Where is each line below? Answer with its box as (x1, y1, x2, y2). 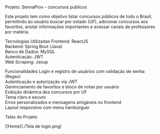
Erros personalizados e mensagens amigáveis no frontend (5, 100, 121, 105)
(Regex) (5, 74, 21, 79)
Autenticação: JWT (5, 54, 44, 60)
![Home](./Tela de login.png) (5, 123, 62, 129)
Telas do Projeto (5, 114, 38, 119)
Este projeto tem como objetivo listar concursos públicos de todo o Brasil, (5, 14, 153, 19)
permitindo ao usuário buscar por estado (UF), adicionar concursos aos (5, 19, 148, 24)
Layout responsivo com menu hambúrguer (5, 104, 90, 110)
